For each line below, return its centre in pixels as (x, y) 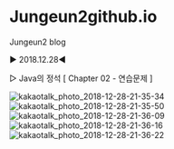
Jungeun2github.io (83, 17)
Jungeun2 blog (38, 42)
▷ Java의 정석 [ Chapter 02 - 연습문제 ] (81, 78)
